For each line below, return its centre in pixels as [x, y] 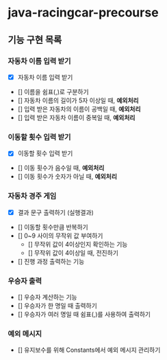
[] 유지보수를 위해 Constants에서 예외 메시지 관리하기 [89, 350]
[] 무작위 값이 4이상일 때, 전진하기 [73, 253]
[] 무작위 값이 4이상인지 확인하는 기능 [78, 244]
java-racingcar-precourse [83, 13]
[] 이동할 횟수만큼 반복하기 [53, 227]
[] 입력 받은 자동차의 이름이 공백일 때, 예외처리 [79, 109]
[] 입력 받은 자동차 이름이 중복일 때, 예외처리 [76, 117]
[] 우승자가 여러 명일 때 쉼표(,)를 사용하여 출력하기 [84, 314]
